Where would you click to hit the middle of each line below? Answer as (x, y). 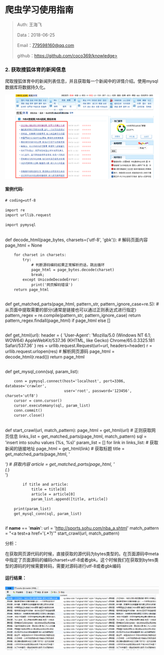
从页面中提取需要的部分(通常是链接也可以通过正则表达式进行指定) (71, 310)
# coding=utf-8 (20, 200)
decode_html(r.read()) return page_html (45, 357)
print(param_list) (32, 509)
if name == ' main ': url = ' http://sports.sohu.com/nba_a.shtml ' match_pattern (82, 528)
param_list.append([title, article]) (70, 499)
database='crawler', (26, 386)
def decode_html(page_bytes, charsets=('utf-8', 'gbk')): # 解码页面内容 (76, 240)
